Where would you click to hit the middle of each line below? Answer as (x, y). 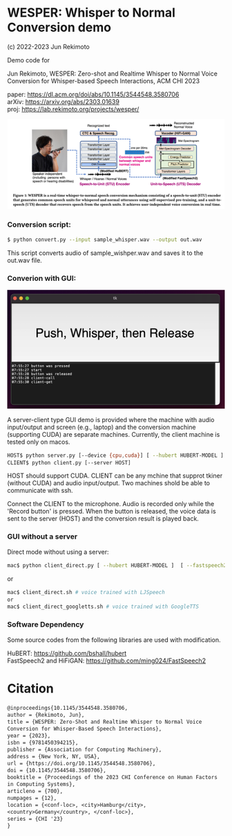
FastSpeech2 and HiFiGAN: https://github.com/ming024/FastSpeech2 (106, 661)
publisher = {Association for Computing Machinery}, (85, 749)
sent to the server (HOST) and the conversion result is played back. (103, 519)
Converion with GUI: (42, 279)
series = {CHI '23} (35, 819)
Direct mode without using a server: (58, 552)
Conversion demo (59, 27)
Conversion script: (39, 225)
